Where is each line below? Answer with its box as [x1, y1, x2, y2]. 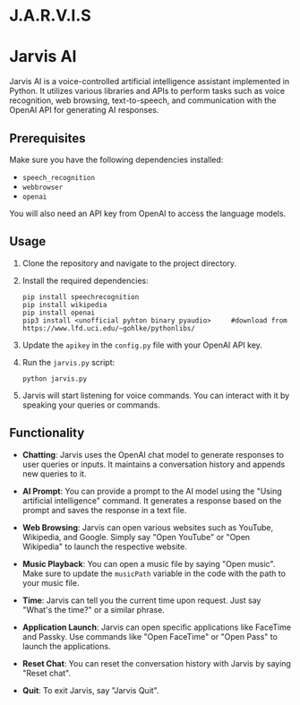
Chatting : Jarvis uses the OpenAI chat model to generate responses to [21, 449, 285, 460]
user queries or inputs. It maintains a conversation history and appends [21, 459, 286, 469]
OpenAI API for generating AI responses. [9, 105, 159, 116]
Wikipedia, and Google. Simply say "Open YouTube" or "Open [21, 531, 251, 542]
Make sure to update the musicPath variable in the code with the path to [21, 568, 287, 579]
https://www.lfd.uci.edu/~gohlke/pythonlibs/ [21, 323, 195, 332]
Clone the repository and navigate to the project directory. [21, 257, 237, 269]
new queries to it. [21, 468, 87, 479]
